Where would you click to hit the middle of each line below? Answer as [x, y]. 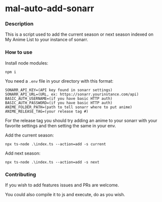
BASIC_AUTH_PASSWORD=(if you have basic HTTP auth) [59, 103]
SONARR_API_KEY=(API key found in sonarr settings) [59, 90]
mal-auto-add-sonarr [50, 9]
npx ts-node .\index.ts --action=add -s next [52, 162]
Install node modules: [27, 63]
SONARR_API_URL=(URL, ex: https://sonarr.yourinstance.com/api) [72, 94]
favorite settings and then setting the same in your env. [61, 126]
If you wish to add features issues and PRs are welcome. [62, 185]
